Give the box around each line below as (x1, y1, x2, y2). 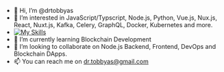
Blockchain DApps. (13, 50, 67, 58)
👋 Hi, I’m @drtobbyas (13, 7, 74, 14)
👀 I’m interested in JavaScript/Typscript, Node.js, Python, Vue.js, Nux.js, (13, 14, 218, 22)
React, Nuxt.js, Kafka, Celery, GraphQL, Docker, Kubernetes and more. (13, 21, 213, 29)
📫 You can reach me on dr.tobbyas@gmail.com (13, 58, 149, 65)
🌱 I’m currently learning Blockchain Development (13, 35, 152, 43)
